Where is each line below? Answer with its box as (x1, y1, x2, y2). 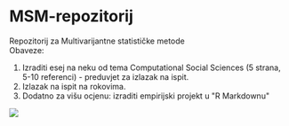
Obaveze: (9, 44, 44, 55)
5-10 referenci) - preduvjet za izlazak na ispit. (21, 71, 189, 82)
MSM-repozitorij (9, 6, 133, 27)
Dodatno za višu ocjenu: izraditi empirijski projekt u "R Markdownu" (21, 91, 269, 101)
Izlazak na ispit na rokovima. (21, 81, 126, 91)
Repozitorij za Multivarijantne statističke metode (9, 35, 185, 46)
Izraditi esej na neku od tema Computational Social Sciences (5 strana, (21, 62, 282, 73)
